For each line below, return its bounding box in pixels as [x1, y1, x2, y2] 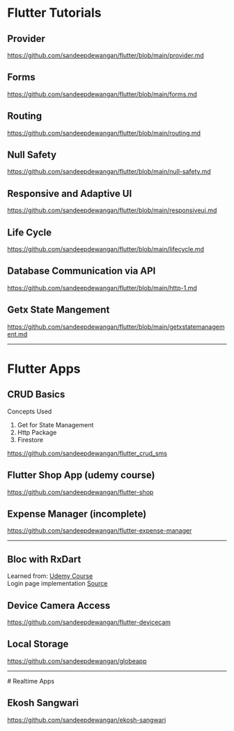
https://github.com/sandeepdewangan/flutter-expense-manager [7, 526, 192, 535]
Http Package [17, 428, 57, 436]
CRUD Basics [7, 389, 65, 401]
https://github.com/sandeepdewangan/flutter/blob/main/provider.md [7, 51, 204, 59]
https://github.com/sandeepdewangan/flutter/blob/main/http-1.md [7, 283, 197, 292]
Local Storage [7, 638, 69, 650]
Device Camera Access [7, 599, 111, 612]
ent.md [7, 330, 28, 338]
